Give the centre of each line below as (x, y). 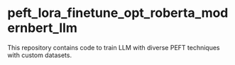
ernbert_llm (43, 28)
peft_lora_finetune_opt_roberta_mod (118, 13)
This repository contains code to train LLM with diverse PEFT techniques (114, 47)
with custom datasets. (40, 55)
